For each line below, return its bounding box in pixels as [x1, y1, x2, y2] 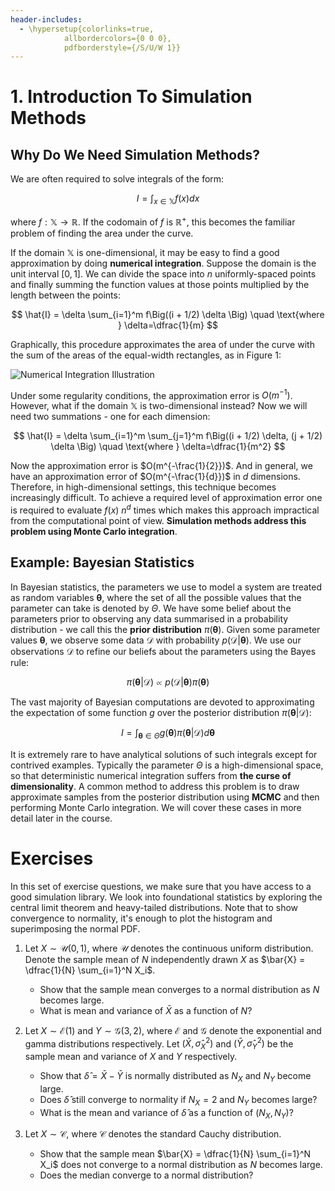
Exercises [10, 847, 94, 870]
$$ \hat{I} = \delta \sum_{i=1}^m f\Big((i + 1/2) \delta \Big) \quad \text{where [11, 308, 325, 320]
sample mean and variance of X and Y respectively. [24, 1051, 238, 1063]
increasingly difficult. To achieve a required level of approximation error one [10, 492, 323, 504]
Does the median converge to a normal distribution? [39, 1169, 254, 1181]
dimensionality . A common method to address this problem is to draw [10, 780, 300, 792]
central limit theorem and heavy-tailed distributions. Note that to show [10, 901, 299, 913]
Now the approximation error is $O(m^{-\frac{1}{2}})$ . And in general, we [10, 460, 313, 472]
